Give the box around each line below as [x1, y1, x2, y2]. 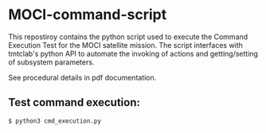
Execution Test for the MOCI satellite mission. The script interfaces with [8, 40, 243, 49]
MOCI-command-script [8, 6, 167, 24]
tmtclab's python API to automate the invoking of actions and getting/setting [8, 49, 259, 58]
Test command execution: [8, 96, 141, 109]
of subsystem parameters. [8, 57, 95, 67]
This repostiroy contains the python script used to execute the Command [8, 32, 248, 41]
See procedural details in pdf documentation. [8, 72, 157, 82]
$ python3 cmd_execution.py [8, 117, 102, 125]
